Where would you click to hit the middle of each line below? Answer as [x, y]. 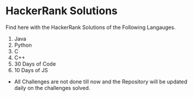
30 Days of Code [35, 64]
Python [23, 45]
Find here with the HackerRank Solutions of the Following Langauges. [91, 27]
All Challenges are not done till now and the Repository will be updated [101, 82]
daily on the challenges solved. [52, 88]
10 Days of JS [31, 70]
